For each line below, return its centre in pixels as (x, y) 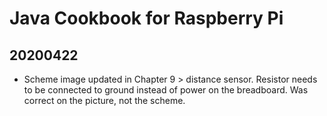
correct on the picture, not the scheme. (104, 100)
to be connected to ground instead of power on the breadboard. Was (166, 90)
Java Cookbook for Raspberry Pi (146, 18)
